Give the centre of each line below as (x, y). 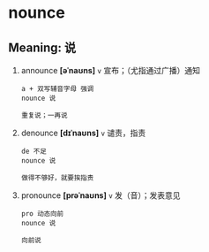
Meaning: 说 (42, 47)
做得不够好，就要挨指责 (57, 178)
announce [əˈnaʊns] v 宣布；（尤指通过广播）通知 (110, 70)
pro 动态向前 (42, 214)
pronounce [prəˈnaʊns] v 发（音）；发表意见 (101, 195)
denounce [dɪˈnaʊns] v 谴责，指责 (83, 133)
